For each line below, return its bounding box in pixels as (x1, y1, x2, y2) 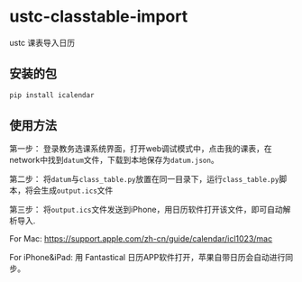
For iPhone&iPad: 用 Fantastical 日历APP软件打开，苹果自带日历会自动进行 (9, 252, 286, 263)
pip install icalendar (9, 90, 95, 100)
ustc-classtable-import (9, 6, 188, 27)
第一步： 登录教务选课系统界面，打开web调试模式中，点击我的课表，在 (9, 143, 272, 154)
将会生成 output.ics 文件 (24, 185, 114, 196)
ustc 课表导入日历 (9, 37, 76, 48)
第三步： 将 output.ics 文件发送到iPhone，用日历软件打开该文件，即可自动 (9, 205, 283, 215)
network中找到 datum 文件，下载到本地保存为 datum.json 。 (9, 155, 219, 166)
